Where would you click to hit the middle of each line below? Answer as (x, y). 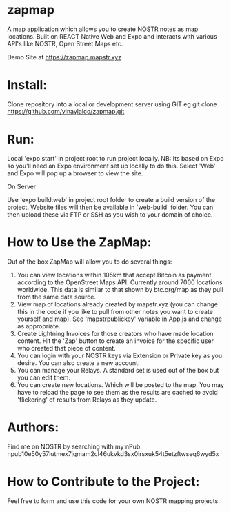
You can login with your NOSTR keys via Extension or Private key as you (120, 355)
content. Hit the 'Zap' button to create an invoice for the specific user (115, 341)
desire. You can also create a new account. (78, 363)
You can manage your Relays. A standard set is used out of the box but (118, 370)
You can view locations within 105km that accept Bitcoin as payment (114, 275)
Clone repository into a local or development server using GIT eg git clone (112, 104)
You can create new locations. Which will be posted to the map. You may (120, 384)
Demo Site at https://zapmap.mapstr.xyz (64, 57)
